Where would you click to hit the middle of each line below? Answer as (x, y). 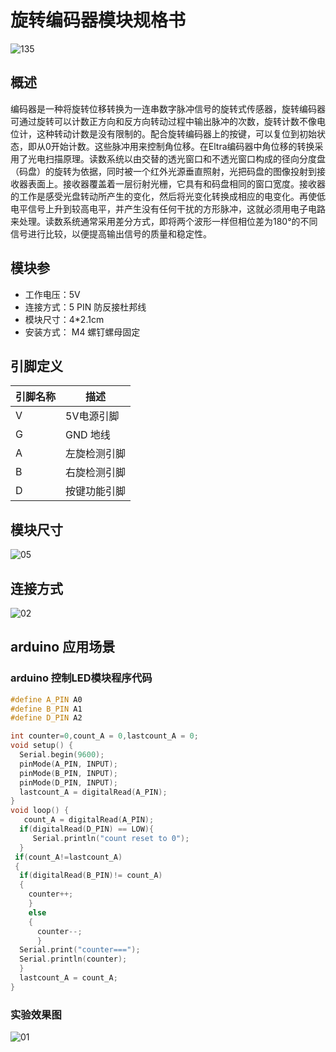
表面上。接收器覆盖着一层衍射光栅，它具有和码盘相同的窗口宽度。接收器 (176, 183)
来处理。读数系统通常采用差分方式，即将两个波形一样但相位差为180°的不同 (164, 221)
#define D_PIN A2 (46, 718)
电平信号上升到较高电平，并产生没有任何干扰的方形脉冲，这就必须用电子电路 (168, 208)
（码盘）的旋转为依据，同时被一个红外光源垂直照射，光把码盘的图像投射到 (163, 171)
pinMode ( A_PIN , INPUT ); (68, 764)
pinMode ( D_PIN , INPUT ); (68, 782)
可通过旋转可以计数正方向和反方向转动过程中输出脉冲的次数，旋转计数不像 (163, 121)
